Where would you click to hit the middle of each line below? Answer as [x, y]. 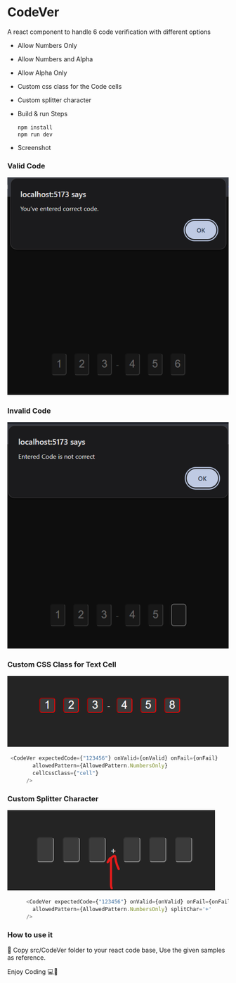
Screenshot [34, 147]
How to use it [30, 934]
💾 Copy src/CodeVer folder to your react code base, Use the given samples [116, 950]
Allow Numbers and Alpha [55, 59]
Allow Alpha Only [42, 73]
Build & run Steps [42, 113]
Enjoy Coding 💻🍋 [33, 972]
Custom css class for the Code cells [70, 86]
